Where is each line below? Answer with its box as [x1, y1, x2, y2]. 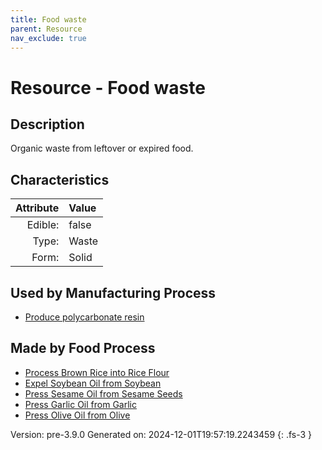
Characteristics [10, 171, 110, 188]
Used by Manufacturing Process [10, 284, 217, 301]
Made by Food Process [10, 340, 156, 357]
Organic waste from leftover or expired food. [10, 142, 194, 155]
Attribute [15, 201, 60, 215]
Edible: [26, 218, 60, 232]
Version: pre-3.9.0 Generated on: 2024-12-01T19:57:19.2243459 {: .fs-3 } [10, 428, 313, 440]
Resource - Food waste [10, 76, 206, 99]
